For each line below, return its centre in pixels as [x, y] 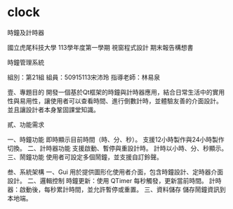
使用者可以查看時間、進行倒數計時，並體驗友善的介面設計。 [136, 101]
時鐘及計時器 [26, 32]
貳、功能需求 [26, 124]
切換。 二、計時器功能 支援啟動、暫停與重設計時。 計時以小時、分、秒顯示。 [118, 148]
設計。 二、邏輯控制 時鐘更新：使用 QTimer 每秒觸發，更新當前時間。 [108, 180]
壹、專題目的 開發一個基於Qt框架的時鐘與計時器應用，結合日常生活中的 [110, 92]
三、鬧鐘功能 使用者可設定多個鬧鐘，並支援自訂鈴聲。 [85, 157]
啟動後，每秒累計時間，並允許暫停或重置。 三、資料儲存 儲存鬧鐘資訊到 [122, 189]
